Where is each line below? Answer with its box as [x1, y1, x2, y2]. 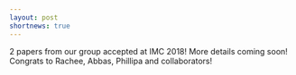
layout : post [9, 12, 59, 22]
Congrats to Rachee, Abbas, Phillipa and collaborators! [9, 55, 213, 66]
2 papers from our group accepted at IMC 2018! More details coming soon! [9, 46, 289, 56]
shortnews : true [9, 21, 70, 30]
